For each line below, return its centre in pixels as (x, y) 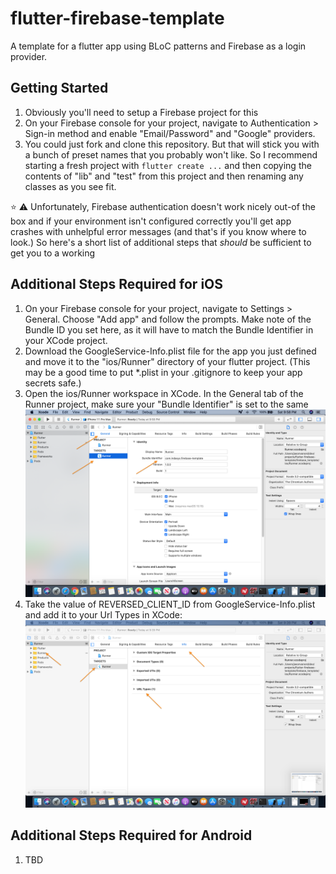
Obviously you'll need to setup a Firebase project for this (141, 112)
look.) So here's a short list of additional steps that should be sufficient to (161, 242)
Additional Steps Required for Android (131, 835)
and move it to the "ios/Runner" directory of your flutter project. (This (167, 361)
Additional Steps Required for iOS (117, 284)
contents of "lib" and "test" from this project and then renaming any (164, 176)
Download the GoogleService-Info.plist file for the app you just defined (170, 351)
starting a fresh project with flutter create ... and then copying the (168, 165)
